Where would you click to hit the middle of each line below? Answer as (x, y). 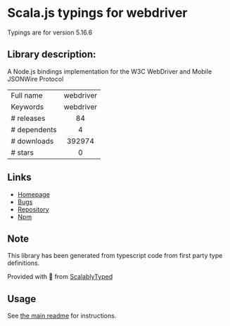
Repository (33, 209)
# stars (22, 152)
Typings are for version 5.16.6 (50, 32)
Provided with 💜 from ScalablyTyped (60, 277)
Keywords (27, 107)
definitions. (24, 263)
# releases (28, 118)
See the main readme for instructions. (62, 316)
